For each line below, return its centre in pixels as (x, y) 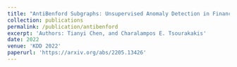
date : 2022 (23, 40)
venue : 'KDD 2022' (34, 46)
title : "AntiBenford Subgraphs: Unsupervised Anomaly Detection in (109, 14)
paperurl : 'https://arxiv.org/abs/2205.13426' (77, 53)
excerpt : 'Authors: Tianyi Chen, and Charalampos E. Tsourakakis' (107, 33)
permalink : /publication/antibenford (63, 27)
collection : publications (45, 20)
